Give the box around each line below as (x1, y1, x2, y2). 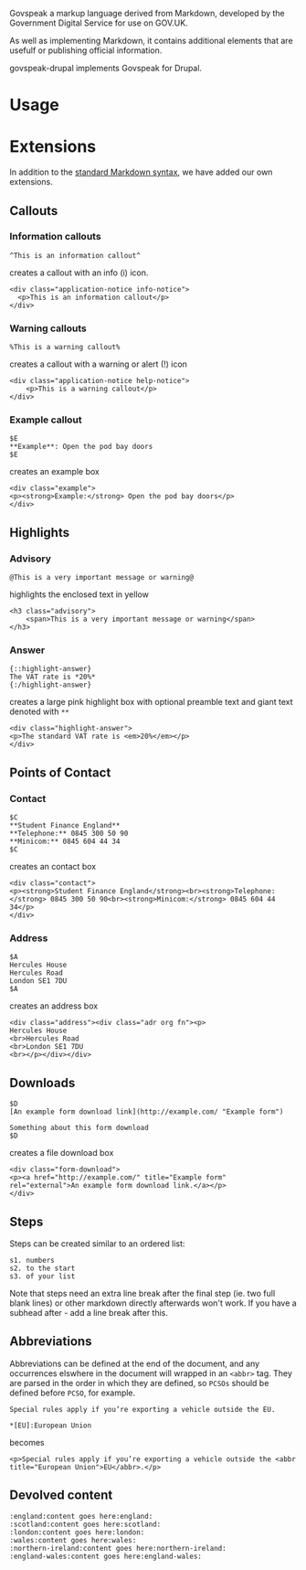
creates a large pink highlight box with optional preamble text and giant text (9, 697, 294, 708)
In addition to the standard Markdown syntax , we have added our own (9, 166, 273, 177)
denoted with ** (9, 706, 70, 717)
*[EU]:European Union (9, 1421, 92, 1430)
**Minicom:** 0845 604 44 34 (9, 837, 121, 847)
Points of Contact (9, 764, 111, 780)
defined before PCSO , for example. (9, 1387, 136, 1398)
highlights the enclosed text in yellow (9, 589, 149, 600)
